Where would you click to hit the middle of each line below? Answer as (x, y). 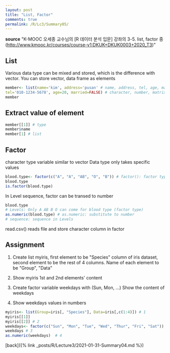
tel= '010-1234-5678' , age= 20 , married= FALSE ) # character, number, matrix (86, 92)
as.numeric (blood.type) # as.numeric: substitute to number (70, 215)
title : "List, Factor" (29, 15)
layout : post (19, 10)
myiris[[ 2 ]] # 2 (22, 322)
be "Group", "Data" (32, 268)
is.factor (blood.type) (29, 186)
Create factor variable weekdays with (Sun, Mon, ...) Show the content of (89, 288)
